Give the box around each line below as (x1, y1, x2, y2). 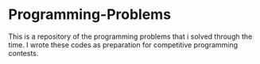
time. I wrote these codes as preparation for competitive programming (8, 40, 239, 49)
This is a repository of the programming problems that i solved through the (8, 32, 253, 41)
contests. (8, 48, 39, 58)
